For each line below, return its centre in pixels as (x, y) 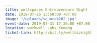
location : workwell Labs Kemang (39, 28)
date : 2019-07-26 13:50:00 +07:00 (41, 14)
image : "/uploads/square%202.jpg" (41, 19)
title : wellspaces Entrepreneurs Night (47, 10)
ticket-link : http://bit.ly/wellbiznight (49, 33)
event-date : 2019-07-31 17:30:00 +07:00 (48, 23)
